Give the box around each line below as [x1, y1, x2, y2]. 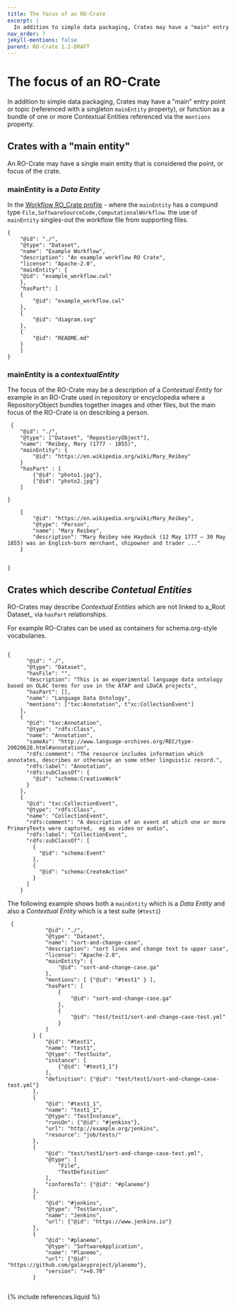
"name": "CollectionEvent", [25, 813, 110, 820]
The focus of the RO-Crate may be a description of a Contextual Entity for [7, 385, 223, 394]
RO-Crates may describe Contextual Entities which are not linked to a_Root [7, 603, 225, 611]
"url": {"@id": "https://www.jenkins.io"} [45, 1218, 172, 1226]
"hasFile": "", [25, 670, 71, 677]
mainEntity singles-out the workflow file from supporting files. [7, 215, 189, 224]
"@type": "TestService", [45, 1206, 119, 1213]
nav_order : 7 [7, 30, 46, 38]
